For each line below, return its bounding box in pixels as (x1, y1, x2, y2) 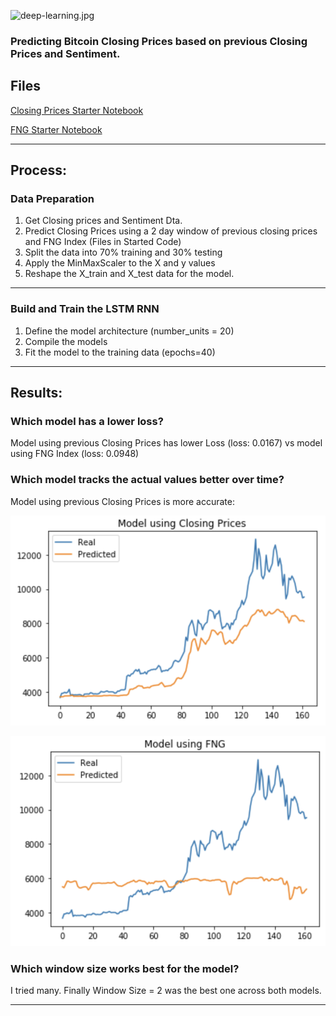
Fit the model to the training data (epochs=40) (24, 346, 216, 358)
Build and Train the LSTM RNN (10, 302, 160, 316)
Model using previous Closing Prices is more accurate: (10, 495, 235, 507)
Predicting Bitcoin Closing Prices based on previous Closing (10, 34, 308, 48)
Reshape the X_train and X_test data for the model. (24, 268, 235, 280)
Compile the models (24, 335, 108, 347)
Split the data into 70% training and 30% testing (24, 246, 223, 259)
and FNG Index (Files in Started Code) (24, 236, 182, 248)
